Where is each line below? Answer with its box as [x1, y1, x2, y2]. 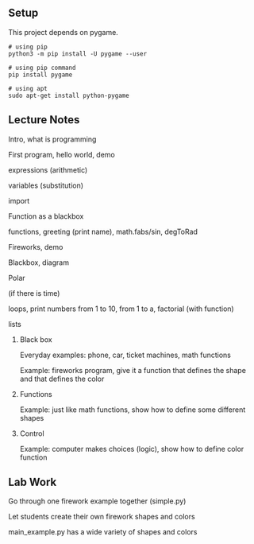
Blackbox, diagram [8, 258, 70, 267]
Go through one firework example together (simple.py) [8, 496, 187, 506]
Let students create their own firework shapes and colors [8, 512, 196, 522]
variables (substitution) [8, 181, 84, 190]
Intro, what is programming [8, 134, 97, 144]
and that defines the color [19, 374, 105, 383]
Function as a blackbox [8, 211, 84, 221]
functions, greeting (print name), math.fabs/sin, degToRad [8, 227, 198, 236]
